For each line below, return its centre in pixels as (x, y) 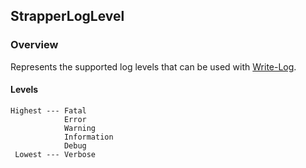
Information (88, 137)
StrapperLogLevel (67, 16)
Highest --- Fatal (48, 110)
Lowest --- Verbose (55, 154)
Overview (34, 45)
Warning (80, 128)
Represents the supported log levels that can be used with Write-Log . (153, 66)
